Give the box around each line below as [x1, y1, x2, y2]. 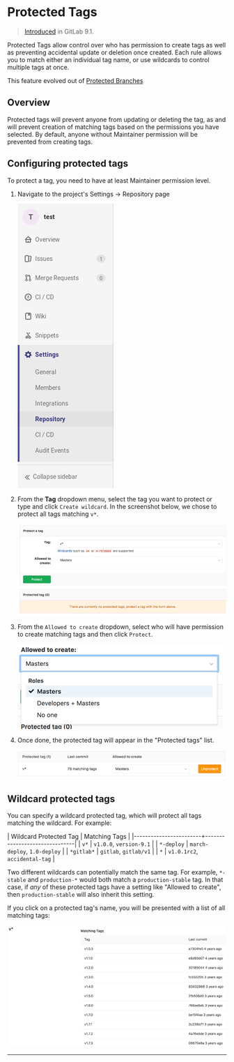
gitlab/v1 [122, 849, 151, 856]
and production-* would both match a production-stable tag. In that [27, 876, 224, 884]
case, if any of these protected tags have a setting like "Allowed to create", [7, 883, 221, 891]
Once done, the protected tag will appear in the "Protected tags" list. [17, 736, 214, 745]
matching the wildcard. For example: [7, 819, 112, 827]
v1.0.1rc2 [168, 849, 197, 856]
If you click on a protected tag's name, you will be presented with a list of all [7, 904, 226, 912]
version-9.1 [116, 841, 151, 848]
